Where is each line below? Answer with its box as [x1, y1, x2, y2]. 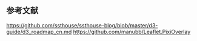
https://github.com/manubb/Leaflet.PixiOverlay [73, 28, 191, 35]
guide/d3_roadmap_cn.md [6, 28, 72, 35]
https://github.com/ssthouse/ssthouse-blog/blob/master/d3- [6, 21, 158, 29]
